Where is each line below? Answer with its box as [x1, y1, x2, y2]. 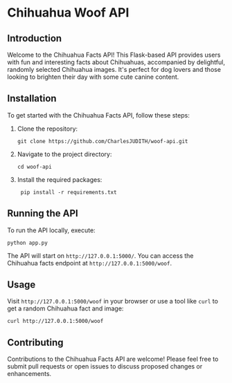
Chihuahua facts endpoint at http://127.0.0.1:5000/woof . [7, 259, 172, 267]
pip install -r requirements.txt [20, 189, 117, 196]
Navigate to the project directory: [17, 150, 112, 158]
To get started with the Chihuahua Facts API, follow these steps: [7, 111, 190, 119]
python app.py [7, 239, 48, 246]
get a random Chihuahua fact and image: [7, 304, 124, 312]
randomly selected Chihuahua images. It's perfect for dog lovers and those [7, 66, 222, 73]
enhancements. [7, 370, 52, 378]
